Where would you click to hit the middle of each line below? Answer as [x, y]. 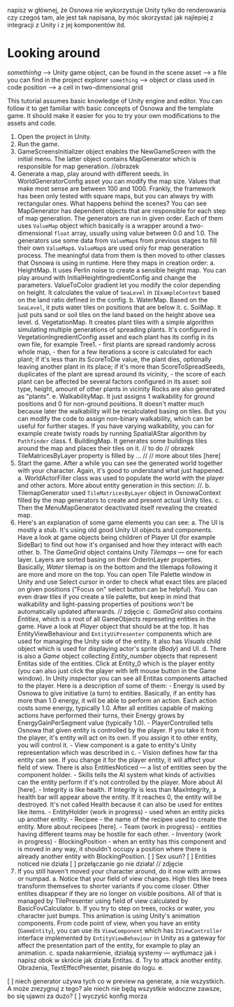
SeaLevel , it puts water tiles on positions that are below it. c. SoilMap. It [119, 307]
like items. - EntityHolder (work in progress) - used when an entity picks [121, 811]
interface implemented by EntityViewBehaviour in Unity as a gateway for [121, 938]
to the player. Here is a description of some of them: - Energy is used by [121, 685]
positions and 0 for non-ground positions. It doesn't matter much [111, 404]
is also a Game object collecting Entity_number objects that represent [117, 656]
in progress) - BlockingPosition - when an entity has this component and [122, 841]
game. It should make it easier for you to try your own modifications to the [114, 115]
